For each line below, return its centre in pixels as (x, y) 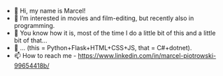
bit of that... (30, 40)
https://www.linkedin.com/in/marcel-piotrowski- (147, 55)
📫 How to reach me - (45, 55)
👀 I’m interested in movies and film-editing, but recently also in (104, 18)
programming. (34, 25)
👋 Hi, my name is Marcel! (50, 11)
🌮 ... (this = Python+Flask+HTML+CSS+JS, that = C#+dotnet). (103, 48)
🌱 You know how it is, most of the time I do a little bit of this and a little (115, 33)
